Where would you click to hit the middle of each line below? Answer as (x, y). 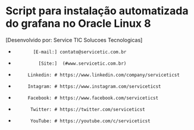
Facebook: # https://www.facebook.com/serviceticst (93, 98)
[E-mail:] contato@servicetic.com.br (80, 52)
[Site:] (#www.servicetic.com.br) (82, 64)
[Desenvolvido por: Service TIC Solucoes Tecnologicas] (74, 40)
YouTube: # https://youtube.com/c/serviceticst (90, 121)
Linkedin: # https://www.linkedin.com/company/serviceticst (104, 75)
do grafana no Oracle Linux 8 (78, 23)
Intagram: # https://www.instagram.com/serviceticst (94, 86)
